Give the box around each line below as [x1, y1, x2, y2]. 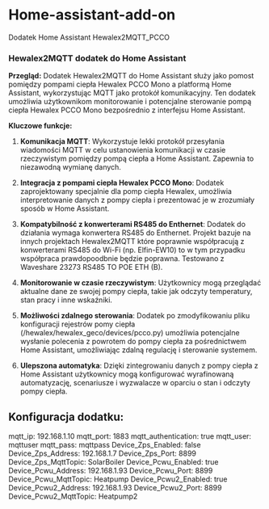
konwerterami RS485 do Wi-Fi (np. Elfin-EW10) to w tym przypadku [19, 245, 246, 255]
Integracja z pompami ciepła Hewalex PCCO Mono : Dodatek [19, 178, 225, 187]
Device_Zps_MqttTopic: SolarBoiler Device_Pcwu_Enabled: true [8, 457, 219, 467]
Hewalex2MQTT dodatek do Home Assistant [8, 53, 187, 64]
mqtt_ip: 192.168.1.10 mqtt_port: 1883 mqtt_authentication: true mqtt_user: [8, 431, 252, 441]
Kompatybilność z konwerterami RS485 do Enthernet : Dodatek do [19, 220, 246, 229]
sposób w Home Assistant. [19, 204, 110, 213]
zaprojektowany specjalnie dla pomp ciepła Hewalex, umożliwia [19, 187, 233, 196]
